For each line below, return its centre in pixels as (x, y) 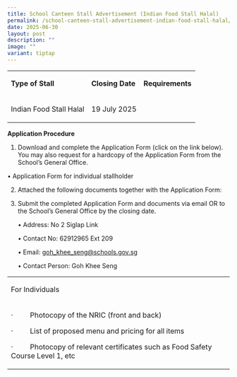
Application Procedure (41, 133)
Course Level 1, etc (43, 356)
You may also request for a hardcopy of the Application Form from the (119, 155)
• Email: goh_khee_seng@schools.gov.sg (77, 252)
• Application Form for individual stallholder (71, 176)
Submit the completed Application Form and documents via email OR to (121, 203)
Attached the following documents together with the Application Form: (120, 190)
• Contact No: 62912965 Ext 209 (65, 238)
